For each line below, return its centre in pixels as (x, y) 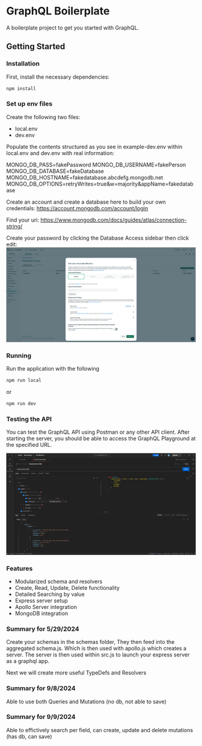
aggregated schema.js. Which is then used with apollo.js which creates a (96, 648)
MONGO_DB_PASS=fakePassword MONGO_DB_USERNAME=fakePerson (96, 165)
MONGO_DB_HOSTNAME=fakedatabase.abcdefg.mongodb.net (85, 177)
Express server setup (41, 600)
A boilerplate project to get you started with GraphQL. (73, 28)
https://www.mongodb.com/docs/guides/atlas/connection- (113, 220)
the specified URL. (29, 445)
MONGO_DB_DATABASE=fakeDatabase (55, 171)
